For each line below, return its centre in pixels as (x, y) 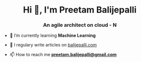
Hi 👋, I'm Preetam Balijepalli (80, 10)
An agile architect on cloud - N (80, 25)
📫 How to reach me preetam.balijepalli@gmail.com (63, 55)
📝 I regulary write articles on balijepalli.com (53, 45)
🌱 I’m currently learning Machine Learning (53, 35)
